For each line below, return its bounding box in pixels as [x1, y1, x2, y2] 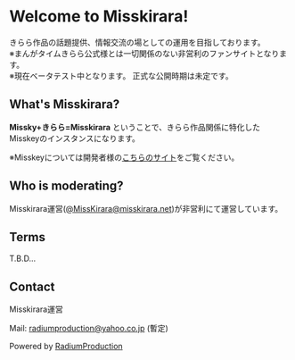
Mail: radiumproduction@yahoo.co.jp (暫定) [9, 323, 169, 334]
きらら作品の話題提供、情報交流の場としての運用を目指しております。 [9, 37, 266, 47]
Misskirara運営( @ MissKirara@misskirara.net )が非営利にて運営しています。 [9, 203, 283, 213]
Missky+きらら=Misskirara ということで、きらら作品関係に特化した [9, 121, 261, 132]
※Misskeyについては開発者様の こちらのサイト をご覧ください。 [9, 152, 240, 163]
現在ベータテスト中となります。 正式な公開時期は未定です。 [13, 70, 234, 81]
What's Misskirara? [9, 96, 120, 113]
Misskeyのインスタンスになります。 [9, 132, 140, 144]
